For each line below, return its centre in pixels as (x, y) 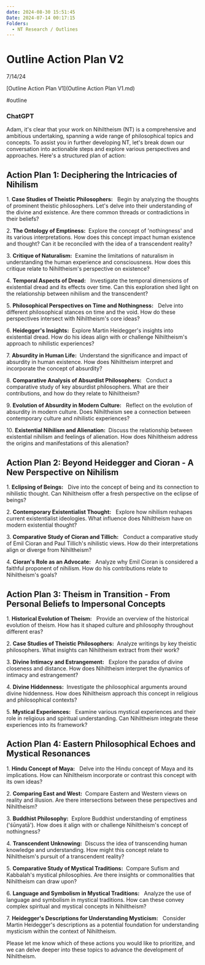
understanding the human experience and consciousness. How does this (99, 262)
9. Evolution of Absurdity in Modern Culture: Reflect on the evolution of (100, 405)
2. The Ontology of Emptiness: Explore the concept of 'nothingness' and (100, 231)
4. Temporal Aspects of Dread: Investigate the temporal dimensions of (98, 281)
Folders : (17, 23)
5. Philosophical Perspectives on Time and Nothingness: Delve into (95, 306)
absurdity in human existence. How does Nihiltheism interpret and (90, 362)
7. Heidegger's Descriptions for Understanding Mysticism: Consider (96, 918)
